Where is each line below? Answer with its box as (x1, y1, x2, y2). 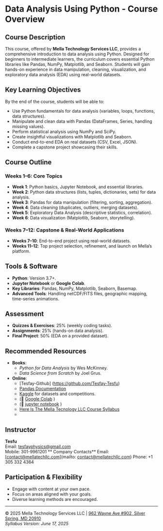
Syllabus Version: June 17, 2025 (5, 520, 69, 526)
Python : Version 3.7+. (12, 275, 56, 281)
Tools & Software (5, 262, 58, 270)
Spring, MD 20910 (5, 515, 41, 521)
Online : (12, 375, 27, 382)
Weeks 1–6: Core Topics (5, 173, 63, 180)
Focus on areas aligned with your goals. (12, 491, 92, 497)
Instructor (5, 426, 36, 434)
